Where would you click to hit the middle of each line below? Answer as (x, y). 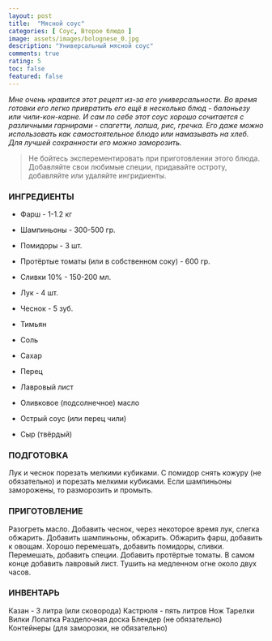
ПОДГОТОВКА (38, 455)
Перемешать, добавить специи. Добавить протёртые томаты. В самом (132, 555)
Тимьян (33, 324)
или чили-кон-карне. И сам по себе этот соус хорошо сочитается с (126, 116)
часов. (20, 572)
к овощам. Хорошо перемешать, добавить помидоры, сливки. (116, 546)
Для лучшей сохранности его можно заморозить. (95, 142)
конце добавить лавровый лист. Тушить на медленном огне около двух (133, 563)
